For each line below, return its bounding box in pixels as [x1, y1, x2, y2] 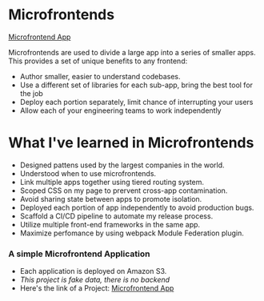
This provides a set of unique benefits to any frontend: [8, 56, 188, 66]
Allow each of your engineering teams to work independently [19, 106, 222, 115]
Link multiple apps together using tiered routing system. [19, 177, 205, 187]
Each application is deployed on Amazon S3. [19, 267, 167, 276]
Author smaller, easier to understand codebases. [19, 71, 182, 81]
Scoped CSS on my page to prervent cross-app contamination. [19, 186, 228, 195]
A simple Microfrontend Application [8, 248, 150, 259]
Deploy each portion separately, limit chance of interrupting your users [19, 97, 254, 106]
